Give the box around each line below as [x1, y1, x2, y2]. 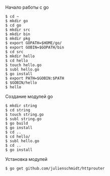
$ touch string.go [5, 112, 44, 117]
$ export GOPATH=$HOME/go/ [5, 40, 62, 45]
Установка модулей [5, 156, 48, 162]
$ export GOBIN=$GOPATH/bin [5, 45, 65, 50]
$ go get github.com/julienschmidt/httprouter [5, 166, 105, 171]
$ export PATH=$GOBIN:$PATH [5, 76, 65, 81]
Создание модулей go [5, 93, 53, 99]
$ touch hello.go [5, 63, 42, 68]
